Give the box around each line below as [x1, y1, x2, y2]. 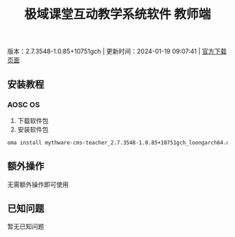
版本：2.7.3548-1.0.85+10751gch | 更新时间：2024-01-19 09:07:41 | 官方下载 [7, 47, 227, 56]
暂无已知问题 [7, 222, 44, 231]
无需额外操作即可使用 [7, 180, 69, 189]
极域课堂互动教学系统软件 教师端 [24, 6, 211, 22]
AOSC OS [7, 99, 41, 109]
